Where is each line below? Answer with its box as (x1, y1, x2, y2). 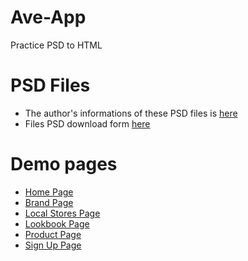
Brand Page (24, 196, 74, 208)
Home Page (24, 186, 74, 198)
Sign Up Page (24, 239, 82, 251)
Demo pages (10, 153, 118, 176)
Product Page (24, 228, 82, 240)
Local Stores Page (24, 207, 101, 219)
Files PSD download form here (24, 117, 151, 130)
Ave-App (10, 6, 87, 29)
